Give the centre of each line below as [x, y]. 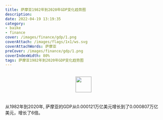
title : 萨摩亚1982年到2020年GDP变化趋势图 [45, 10]
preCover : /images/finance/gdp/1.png [44, 51]
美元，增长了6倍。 [24, 113]
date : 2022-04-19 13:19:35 [33, 19]
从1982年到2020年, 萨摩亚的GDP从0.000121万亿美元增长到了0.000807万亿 [82, 107]
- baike [13, 28]
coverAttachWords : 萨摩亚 [31, 46]
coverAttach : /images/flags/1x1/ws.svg [46, 42]
